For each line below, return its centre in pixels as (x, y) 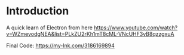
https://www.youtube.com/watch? (136, 27)
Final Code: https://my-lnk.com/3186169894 (60, 45)
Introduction (38, 11)
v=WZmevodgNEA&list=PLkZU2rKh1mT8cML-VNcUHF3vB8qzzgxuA (90, 33)
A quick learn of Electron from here (49, 27)
